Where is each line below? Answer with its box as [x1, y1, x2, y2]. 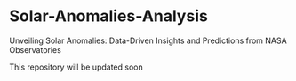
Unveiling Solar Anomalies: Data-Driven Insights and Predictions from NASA [9, 35, 287, 46]
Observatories [9, 44, 62, 55]
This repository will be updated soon [9, 62, 144, 72]
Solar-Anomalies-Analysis [9, 6, 209, 26]
